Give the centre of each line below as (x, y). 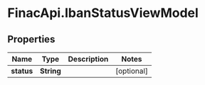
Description (88, 59)
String (51, 71)
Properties (31, 39)
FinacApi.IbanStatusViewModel (103, 13)
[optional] (131, 71)
